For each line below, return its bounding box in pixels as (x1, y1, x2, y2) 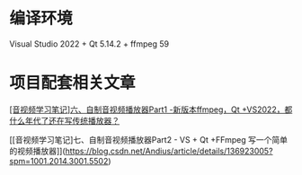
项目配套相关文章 (9, 73, 137, 93)
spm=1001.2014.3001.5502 (9, 155, 109, 166)
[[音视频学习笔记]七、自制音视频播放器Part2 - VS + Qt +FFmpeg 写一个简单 (9, 134, 288, 144)
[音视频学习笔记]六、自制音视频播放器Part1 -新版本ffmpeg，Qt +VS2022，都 (9, 104, 293, 115)
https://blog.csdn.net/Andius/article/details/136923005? (65, 145, 273, 156)
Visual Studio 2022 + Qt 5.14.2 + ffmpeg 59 (9, 38, 169, 49)
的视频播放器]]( (9, 145, 66, 156)
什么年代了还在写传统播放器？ (9, 115, 120, 126)
